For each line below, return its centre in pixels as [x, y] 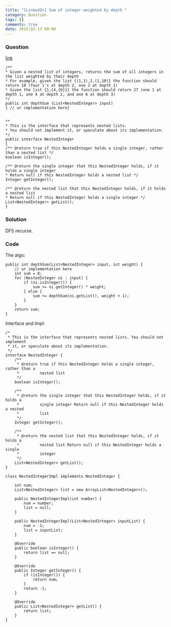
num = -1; [34, 526]
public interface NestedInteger [40, 139]
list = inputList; [43, 530]
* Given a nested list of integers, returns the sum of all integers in [84, 72]
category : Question [26, 15]
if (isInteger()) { [45, 575]
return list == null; [47, 553]
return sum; [27, 310]
